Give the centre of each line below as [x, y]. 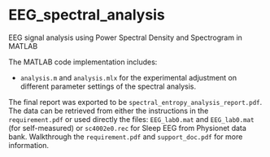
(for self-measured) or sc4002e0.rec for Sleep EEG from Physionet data [127, 128]
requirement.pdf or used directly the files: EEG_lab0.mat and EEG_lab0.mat [131, 119]
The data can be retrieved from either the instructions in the [109, 111]
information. [29, 145]
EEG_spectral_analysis [87, 15]
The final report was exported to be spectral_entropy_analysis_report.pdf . [135, 102]
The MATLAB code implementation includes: [83, 62]
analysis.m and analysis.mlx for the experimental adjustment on [128, 77]
